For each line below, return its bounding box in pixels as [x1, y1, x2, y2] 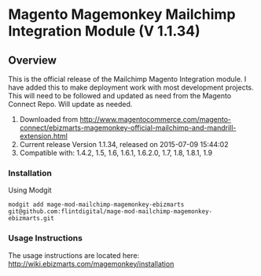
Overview [8, 53, 57, 67]
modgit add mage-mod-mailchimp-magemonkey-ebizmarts [8, 201, 185, 209]
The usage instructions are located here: [8, 250, 140, 260]
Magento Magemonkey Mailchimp [8, 6, 236, 24]
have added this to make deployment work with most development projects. [8, 83, 254, 92]
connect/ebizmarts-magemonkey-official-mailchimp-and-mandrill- [19, 123, 237, 132]
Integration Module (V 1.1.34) [8, 22, 200, 40]
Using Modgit [8, 186, 53, 195]
